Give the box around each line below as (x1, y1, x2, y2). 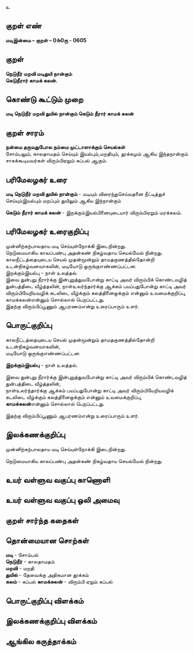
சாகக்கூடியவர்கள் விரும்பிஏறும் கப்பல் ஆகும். (5, 157, 107, 164)
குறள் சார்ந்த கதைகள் (5, 515, 79, 526)
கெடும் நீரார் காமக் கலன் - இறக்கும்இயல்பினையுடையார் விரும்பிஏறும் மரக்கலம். (5, 209, 182, 216)
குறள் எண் (5, 21, 42, 31)
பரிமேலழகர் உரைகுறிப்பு (5, 227, 88, 237)
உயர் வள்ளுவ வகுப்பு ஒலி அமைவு (5, 495, 120, 505)
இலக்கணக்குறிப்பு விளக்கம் (5, 616, 97, 626)
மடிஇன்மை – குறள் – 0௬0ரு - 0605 (5, 36, 87, 43)
